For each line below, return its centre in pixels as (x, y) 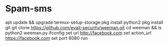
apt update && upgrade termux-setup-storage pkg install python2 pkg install (84, 22)
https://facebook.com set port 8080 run (47, 38)
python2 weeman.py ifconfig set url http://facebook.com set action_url (78, 33)
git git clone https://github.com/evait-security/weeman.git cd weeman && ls (83, 27)
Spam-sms (29, 9)
